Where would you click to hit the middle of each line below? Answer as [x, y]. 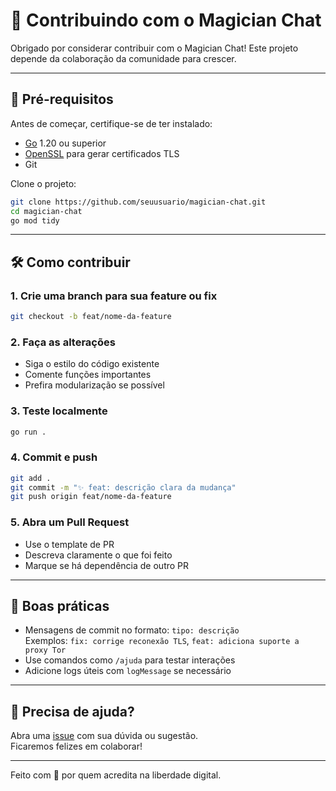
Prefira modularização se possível [94, 385]
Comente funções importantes [88, 375]
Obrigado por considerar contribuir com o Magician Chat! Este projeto [154, 48]
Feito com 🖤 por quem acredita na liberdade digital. [116, 775]
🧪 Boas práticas [60, 606]
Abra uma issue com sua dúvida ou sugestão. [104, 736]
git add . [31, 478]
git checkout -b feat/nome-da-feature [91, 317]
